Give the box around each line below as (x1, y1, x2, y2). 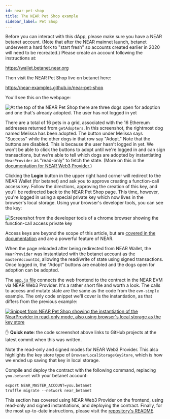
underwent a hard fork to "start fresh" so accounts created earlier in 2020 (5, 44, 160, 50)
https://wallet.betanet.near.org (5, 65, 69, 71)
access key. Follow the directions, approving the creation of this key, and (5, 184, 157, 190)
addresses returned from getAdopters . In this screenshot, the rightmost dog (5, 125, 163, 131)
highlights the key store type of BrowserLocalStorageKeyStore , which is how (5, 352, 163, 358)
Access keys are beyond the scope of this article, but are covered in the (5, 230, 156, 236)
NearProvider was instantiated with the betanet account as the (5, 251, 135, 257)
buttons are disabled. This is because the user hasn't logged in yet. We (5, 141, 154, 147)
